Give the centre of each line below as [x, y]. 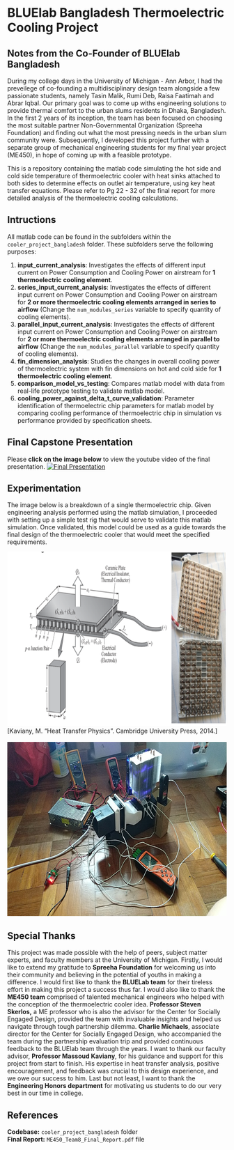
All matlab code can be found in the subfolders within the [89, 236]
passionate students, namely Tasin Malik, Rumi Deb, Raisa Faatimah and [111, 96]
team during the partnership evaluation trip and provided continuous [105, 1041]
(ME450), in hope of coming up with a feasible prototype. [89, 155]
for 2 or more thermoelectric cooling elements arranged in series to [117, 302]
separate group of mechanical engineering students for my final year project [117, 147]
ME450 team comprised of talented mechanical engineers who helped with [116, 997]
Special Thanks [41, 936]
